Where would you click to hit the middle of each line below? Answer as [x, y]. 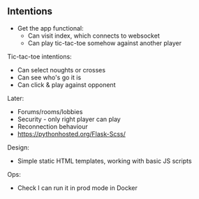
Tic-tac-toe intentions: [39, 56]
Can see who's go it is [49, 77]
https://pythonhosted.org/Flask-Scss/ [71, 134]
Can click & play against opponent [66, 85]
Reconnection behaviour [53, 126]
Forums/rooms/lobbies [50, 111]
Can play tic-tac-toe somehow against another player [104, 43]
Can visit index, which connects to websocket [94, 35]
